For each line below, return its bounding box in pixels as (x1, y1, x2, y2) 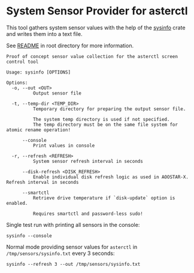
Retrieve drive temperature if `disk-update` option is (32, 195, 175, 201)
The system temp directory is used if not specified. (32, 116, 170, 122)
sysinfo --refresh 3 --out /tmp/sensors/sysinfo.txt (6, 261, 141, 267)
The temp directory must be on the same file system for (32, 122, 178, 128)
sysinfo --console (6, 232, 52, 239)
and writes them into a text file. (6, 30, 83, 37)
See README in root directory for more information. (6, 42, 134, 49)
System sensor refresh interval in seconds (32, 158, 144, 164)
